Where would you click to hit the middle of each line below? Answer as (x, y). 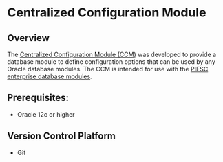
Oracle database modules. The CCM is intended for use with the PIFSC (108, 69)
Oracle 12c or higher (46, 114)
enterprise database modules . (50, 76)
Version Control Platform (61, 136)
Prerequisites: (38, 98)
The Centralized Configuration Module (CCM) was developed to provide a (112, 54)
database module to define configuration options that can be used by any (111, 62)
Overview (29, 38)
